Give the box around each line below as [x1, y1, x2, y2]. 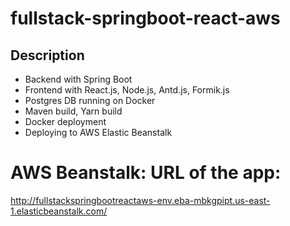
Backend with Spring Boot [24, 73, 133, 85]
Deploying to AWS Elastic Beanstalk [24, 127, 173, 138]
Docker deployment [24, 116, 107, 127]
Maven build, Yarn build [24, 105, 123, 117]
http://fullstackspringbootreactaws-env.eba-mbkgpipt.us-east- [10, 194, 271, 206]
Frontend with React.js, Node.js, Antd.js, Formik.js [24, 84, 230, 96]
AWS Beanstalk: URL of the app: [10, 162, 282, 184]
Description [10, 47, 85, 64]
